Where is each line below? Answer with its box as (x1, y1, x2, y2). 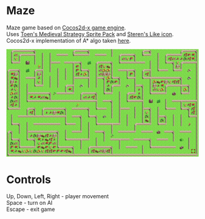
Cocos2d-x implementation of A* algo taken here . (6, 37, 131, 44)
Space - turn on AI (6, 199, 53, 207)
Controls (6, 173, 51, 187)
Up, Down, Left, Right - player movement (6, 193, 109, 200)
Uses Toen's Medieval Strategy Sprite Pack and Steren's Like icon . (6, 30, 174, 37)
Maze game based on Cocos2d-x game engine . (6, 24, 126, 31)
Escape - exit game (6, 206, 56, 213)
